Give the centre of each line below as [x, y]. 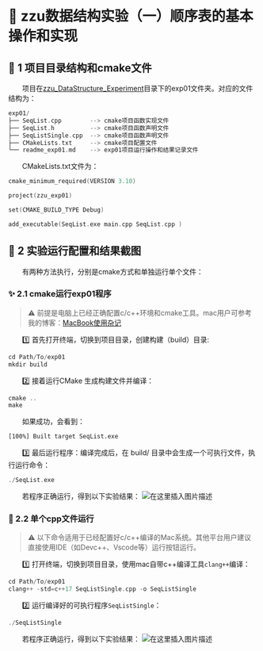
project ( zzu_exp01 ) [40, 196]
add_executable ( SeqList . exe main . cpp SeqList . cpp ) [95, 224]
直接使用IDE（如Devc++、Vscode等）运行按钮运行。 [114, 547]
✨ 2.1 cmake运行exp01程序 [60, 294]
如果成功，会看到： [53, 422]
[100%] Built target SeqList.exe [63, 437]
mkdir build [28, 364]
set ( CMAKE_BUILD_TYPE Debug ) [56, 210]
